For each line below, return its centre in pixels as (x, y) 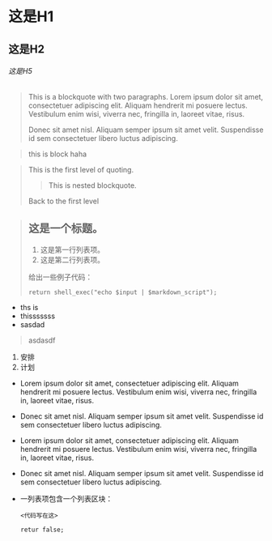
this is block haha (57, 154)
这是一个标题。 (66, 229)
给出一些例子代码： (60, 277)
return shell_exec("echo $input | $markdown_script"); (123, 292)
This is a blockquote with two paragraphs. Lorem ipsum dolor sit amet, (146, 96)
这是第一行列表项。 (72, 249)
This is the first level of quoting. (81, 169)
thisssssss (37, 316)
